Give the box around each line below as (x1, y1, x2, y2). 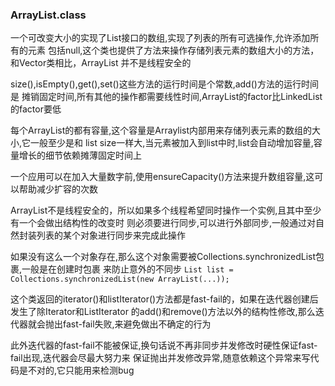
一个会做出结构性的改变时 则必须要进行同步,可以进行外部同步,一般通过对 (18, 217, 317, 229)
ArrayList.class (10, 8, 87, 22)
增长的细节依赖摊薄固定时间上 (18, 149, 142, 162)
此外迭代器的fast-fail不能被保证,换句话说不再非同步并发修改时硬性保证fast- (10, 339, 318, 352)
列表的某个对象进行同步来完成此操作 (36, 229, 186, 242)
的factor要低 (10, 103, 62, 115)
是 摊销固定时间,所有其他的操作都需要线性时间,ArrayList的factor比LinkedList (10, 91, 323, 103)
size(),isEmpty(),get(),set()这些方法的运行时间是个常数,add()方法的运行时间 (10, 78, 319, 90)
